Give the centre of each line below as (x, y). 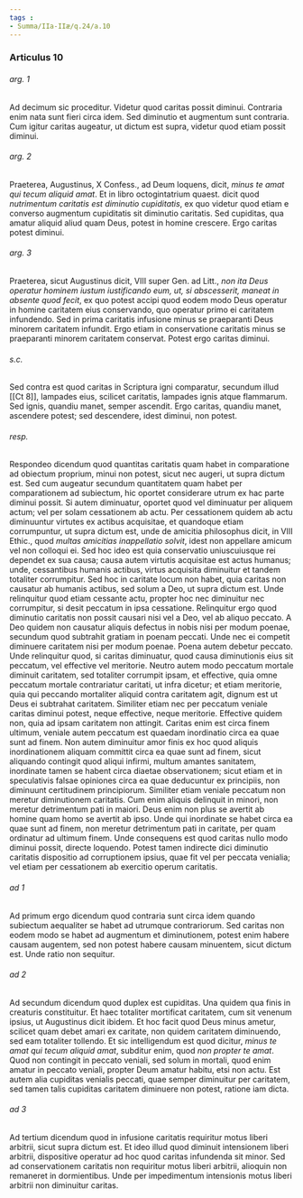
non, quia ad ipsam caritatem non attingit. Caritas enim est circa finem (140, 723)
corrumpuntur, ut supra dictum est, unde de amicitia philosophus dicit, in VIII (151, 531)
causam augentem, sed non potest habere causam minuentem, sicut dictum (151, 945)
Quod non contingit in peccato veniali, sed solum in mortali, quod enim (140, 1060)
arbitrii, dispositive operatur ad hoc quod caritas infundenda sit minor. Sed (147, 1157)
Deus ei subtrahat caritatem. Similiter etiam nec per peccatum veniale (138, 704)
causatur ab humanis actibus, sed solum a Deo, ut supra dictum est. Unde (147, 589)
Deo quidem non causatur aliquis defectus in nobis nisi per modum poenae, (150, 627)
